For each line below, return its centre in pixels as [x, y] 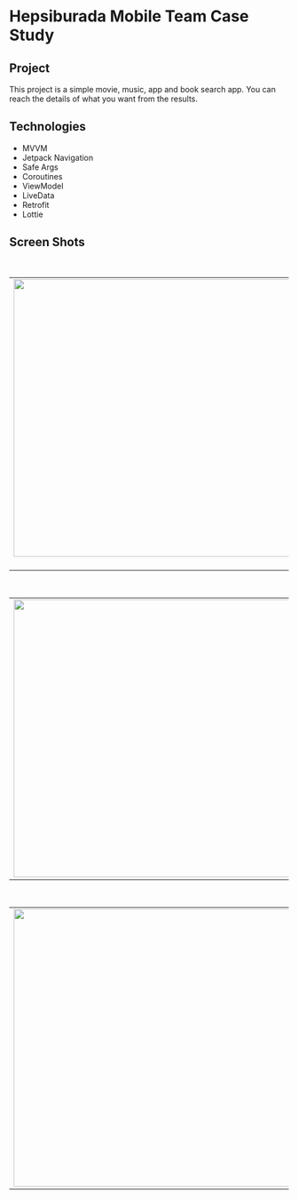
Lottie [32, 214]
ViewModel [43, 186]
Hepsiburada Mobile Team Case [129, 16]
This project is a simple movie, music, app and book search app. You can [143, 89]
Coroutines [42, 176]
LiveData [38, 195]
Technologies [48, 127]
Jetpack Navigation [58, 157]
